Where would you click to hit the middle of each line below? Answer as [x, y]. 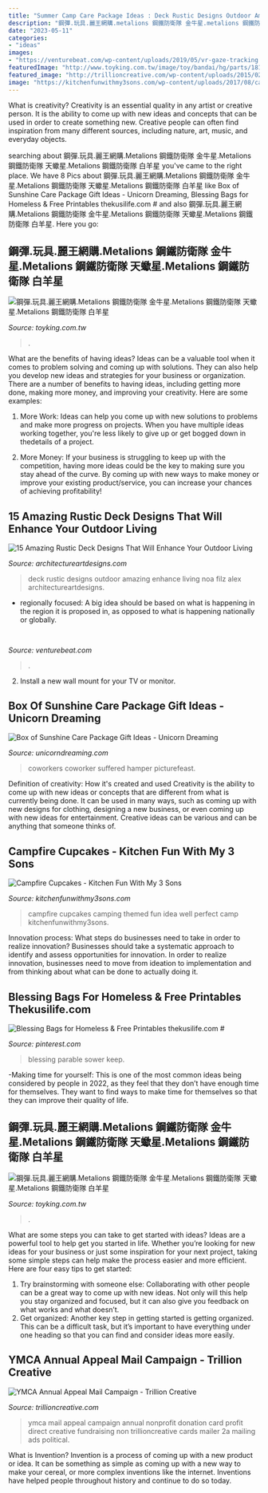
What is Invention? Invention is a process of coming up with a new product [131, 1455]
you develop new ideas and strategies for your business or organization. [127, 376]
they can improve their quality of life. [69, 1100]
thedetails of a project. [57, 442]
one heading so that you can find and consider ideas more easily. [127, 1335]
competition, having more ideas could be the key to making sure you [132, 466]
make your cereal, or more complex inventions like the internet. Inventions [130, 1471]
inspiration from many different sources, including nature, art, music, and [128, 130]
